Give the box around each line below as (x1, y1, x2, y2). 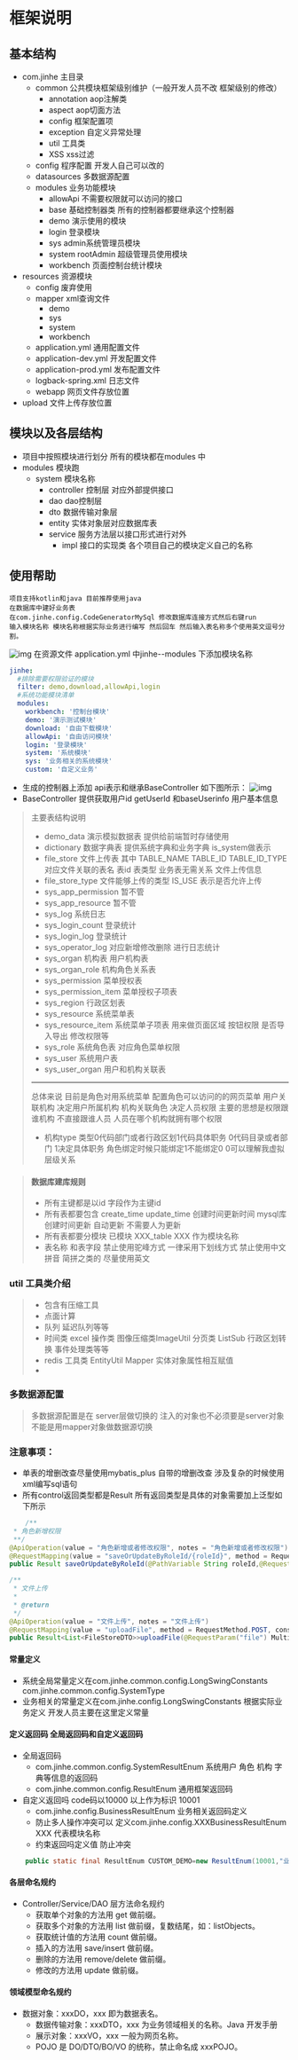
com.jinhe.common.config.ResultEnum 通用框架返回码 (35, 1783, 233, 1794)
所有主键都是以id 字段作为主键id (43, 1198, 161, 1208)
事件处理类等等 (54, 1343, 109, 1354)
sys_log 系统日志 (43, 908, 106, 919)
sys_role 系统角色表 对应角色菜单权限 (43, 1042, 180, 1052)
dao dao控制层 (48, 495, 102, 506)
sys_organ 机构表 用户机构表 (43, 953, 149, 963)
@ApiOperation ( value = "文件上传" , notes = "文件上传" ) (9, 1616, 210, 1626)
